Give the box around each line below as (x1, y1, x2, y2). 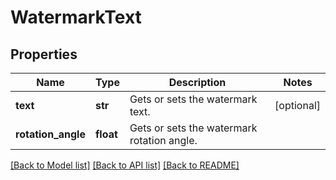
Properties (10, 46, 78, 63)
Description (168, 76, 227, 89)
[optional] (274, 99, 321, 112)
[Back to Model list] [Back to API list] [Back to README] (10, 159, 240, 171)
